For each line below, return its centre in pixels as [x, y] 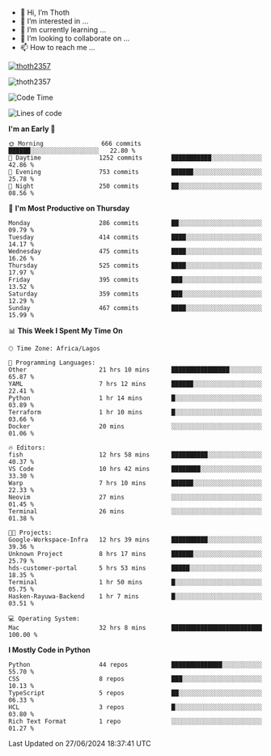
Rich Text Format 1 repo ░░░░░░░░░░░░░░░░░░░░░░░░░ [135, 721]
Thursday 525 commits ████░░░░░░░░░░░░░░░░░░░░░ [135, 265]
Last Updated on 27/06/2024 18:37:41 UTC [80, 743]
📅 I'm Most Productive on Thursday [69, 208]
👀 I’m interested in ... [54, 21]
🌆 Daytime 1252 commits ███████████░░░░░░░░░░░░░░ [135, 158]
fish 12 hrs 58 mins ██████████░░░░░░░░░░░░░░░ [135, 455]
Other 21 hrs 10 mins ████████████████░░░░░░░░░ [135, 370]
